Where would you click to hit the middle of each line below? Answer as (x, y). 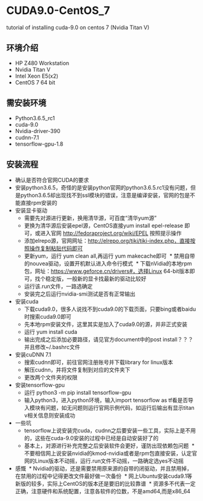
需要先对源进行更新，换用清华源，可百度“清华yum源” (90, 218)
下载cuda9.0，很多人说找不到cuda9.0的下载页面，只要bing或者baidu (110, 309)
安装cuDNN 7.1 (33, 355)
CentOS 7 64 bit (35, 82)
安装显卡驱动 (31, 211)
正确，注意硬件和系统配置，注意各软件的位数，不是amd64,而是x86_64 (103, 491)
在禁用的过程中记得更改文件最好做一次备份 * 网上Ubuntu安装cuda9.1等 (104, 476)
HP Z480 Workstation (42, 63)
